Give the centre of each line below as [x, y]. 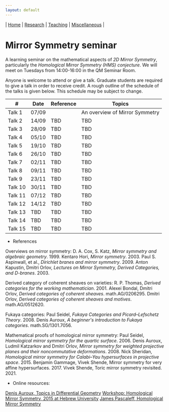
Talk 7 [15, 162]
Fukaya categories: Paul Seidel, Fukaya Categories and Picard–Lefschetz [82, 314]
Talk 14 [17, 220]
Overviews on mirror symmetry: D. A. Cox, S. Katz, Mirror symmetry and [81, 251]
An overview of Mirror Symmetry [120, 112]
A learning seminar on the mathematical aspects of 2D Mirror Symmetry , [81, 59]
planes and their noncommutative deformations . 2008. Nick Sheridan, [79, 351]
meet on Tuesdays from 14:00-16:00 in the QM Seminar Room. [71, 70]
